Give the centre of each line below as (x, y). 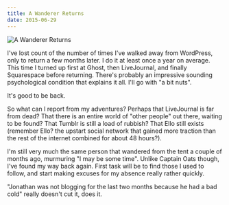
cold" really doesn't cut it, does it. (55, 194)
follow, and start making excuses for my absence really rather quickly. (106, 173)
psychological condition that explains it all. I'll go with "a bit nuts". (99, 82)
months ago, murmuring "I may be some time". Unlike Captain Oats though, (113, 158)
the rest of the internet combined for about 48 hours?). (85, 138)
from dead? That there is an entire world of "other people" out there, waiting (115, 116)
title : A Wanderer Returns (46, 13)
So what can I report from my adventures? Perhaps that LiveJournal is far (111, 109)
